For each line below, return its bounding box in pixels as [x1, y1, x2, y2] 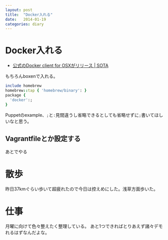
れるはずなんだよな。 [5, 229, 49, 235]
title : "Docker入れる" [5, 12, 53, 17]
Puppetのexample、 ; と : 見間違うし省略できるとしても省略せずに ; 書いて [5, 112, 155, 118]
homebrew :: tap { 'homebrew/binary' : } [5, 88, 87, 93]
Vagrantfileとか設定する [5, 134, 81, 143]
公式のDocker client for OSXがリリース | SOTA [12, 63, 108, 69]
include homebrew [5, 83, 42, 88]
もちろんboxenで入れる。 [5, 73, 58, 79]
